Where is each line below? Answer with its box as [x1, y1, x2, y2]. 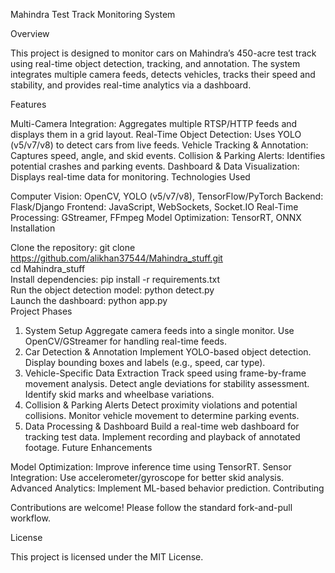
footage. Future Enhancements [24, 442, 153, 453]
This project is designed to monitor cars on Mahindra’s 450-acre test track [10, 47, 317, 59]
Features [10, 99, 47, 110]
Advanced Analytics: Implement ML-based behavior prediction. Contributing [10, 482, 325, 494]
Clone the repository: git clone [10, 242, 136, 253]
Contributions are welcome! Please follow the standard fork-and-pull [10, 502, 293, 513]
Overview [10, 28, 50, 39]
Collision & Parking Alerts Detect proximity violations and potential [24, 399, 298, 411]
